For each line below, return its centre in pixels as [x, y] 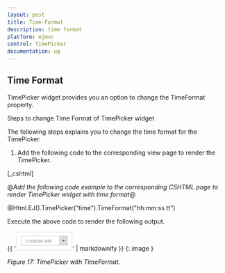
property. [20, 104]
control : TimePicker [37, 44]
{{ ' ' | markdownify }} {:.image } [81, 248]
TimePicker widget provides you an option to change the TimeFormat [106, 97]
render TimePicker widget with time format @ [72, 194]
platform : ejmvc [31, 37]
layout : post [26, 15]
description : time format [44, 29]
